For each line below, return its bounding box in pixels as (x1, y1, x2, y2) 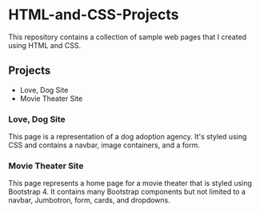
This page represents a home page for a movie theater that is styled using (8, 179, 252, 188)
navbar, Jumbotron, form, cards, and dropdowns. (8, 195, 170, 205)
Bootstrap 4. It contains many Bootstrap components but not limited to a (8, 187, 246, 197)
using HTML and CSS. (8, 40, 82, 50)
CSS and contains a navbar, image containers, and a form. (8, 140, 200, 150)
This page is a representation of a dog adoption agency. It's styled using (8, 132, 247, 142)
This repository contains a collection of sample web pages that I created (8, 32, 246, 42)
